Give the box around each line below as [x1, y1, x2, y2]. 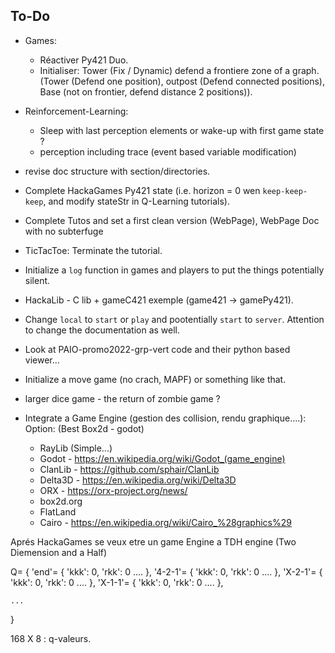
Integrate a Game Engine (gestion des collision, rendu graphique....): [24, 412, 307, 424]
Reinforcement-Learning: [24, 105, 129, 117]
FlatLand [39, 505, 77, 518]
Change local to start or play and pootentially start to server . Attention [24, 313, 325, 325]
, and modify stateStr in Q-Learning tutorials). [43, 195, 230, 207]
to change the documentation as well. [24, 324, 181, 336]
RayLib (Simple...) [39, 442, 113, 454]
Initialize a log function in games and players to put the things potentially [24, 264, 325, 276]
